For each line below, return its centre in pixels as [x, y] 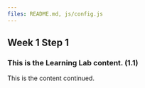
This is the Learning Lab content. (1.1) [73, 62]
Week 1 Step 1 [38, 43]
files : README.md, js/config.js [55, 14]
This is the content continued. [51, 78]
